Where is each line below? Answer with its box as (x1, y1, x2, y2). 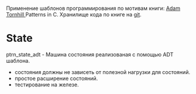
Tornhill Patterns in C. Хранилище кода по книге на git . (6, 11, 142, 18)
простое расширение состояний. (14, 75, 98, 82)
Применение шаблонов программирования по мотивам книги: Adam (6, 5, 181, 12)
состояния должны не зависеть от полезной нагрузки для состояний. (14, 69, 190, 76)
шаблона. (6, 58, 31, 65)
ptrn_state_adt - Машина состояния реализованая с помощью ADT (6, 51, 174, 58)
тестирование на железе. (14, 81, 79, 88)
